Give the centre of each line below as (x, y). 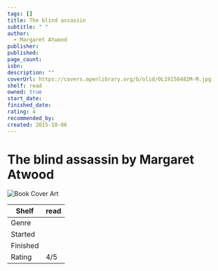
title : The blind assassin (47, 20)
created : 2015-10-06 (38, 125)
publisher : (23, 46)
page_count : (25, 60)
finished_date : (29, 105)
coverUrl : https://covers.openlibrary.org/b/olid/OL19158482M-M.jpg (109, 79)
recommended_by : (31, 118)
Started (23, 234)
